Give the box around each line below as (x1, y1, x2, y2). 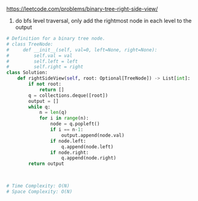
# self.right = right (6, 64, 84, 70)
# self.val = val (6, 52, 72, 59)
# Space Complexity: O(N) (6, 188, 72, 195)
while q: (28, 104, 51, 110)
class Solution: (6, 70, 48, 76)
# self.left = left (6, 58, 78, 64)
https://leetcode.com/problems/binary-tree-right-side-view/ (6, 6, 158, 12)
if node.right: (50, 150, 89, 156)
